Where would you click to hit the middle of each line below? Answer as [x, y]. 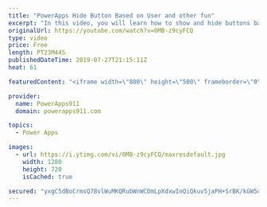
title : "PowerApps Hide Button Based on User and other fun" [112, 16]
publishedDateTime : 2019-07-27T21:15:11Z [78, 61]
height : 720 [42, 169]
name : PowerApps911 [48, 103]
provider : [25, 96]
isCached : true [48, 177]
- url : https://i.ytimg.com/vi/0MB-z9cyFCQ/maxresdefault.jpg [120, 154]
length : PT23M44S [37, 53]
